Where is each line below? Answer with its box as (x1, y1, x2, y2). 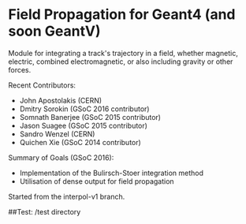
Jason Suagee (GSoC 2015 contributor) (19, 121, 148, 130)
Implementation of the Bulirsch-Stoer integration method (19, 168, 203, 177)
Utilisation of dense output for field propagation (19, 176, 175, 186)
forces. (8, 65, 32, 74)
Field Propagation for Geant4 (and (8, 6, 236, 24)
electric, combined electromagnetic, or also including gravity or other (8, 57, 233, 66)
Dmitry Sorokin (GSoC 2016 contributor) (19, 104, 150, 114)
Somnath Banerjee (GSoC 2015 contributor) (19, 112, 162, 121)
